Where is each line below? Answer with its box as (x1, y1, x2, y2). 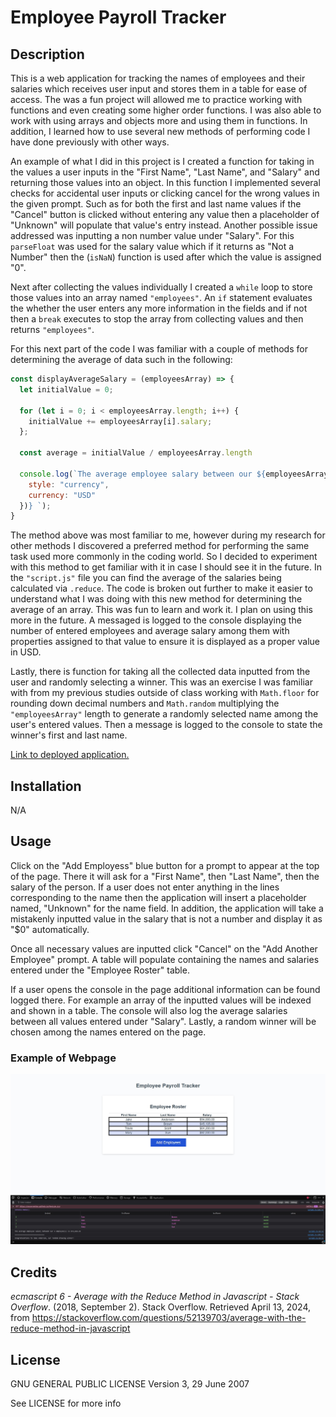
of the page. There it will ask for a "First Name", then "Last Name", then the (10, 870, 320, 882)
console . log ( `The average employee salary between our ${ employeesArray (19, 469, 329, 479)
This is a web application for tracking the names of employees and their (10, 72, 306, 84)
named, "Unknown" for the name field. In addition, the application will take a (10, 902, 324, 914)
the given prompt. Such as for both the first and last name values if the (10, 198, 302, 210)
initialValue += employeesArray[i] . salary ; (28, 416, 213, 426)
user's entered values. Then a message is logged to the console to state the (10, 719, 323, 731)
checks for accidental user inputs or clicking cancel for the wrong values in (10, 187, 320, 199)
